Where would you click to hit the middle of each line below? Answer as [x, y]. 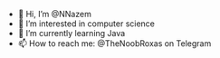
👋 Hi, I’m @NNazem [55, 14]
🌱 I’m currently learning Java [72, 33]
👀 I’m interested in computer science [86, 24]
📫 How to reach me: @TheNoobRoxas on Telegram [115, 43]
